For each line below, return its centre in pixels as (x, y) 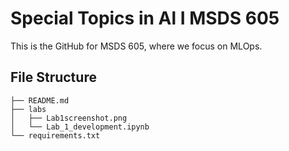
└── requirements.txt (55, 135)
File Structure (53, 77)
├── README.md (40, 100)
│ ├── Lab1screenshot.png (69, 118)
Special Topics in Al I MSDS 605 (145, 18)
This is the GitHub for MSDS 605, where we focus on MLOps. (136, 46)
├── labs (28, 109)
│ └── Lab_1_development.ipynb (80, 127)
